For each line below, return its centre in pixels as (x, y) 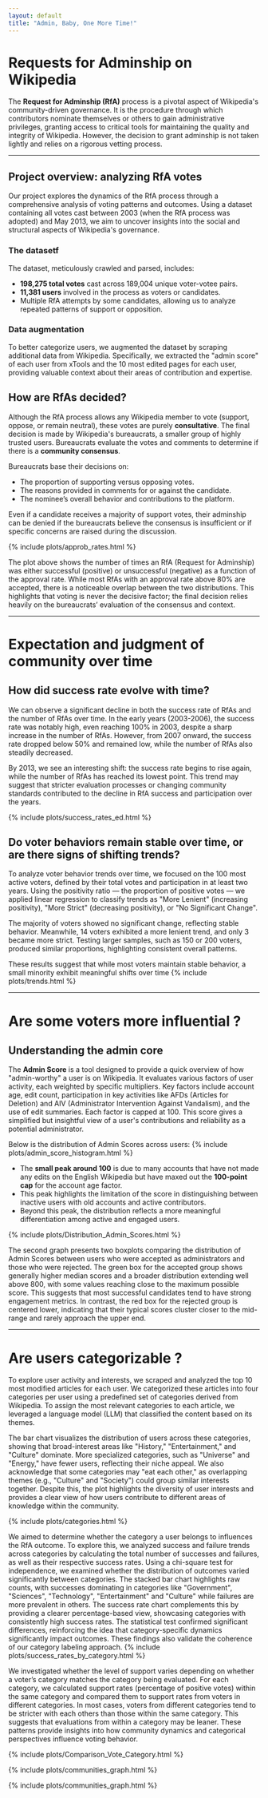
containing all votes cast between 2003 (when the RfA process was (119, 213)
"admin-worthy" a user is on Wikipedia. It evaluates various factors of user (131, 1078)
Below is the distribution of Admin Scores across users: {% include (118, 1145)
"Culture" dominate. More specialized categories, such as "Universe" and (129, 1455)
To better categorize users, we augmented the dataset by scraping (118, 347)
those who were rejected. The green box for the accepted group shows (126, 1268)
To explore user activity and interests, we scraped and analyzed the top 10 (130, 1380)
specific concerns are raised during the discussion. (93, 531)
